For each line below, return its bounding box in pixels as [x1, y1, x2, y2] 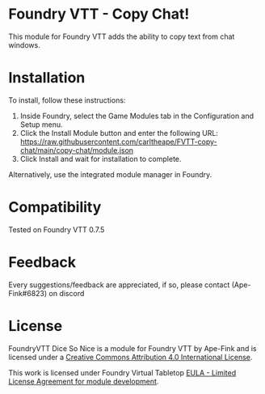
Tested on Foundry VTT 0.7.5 [8, 224, 105, 235]
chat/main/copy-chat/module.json [19, 145, 134, 155]
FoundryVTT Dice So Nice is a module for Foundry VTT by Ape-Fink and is [8, 343, 257, 353]
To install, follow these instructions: [8, 95, 126, 105]
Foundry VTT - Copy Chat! [8, 5, 190, 23]
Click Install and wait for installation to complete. [19, 154, 182, 163]
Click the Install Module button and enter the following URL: [19, 128, 218, 138]
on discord [48, 288, 85, 298]
